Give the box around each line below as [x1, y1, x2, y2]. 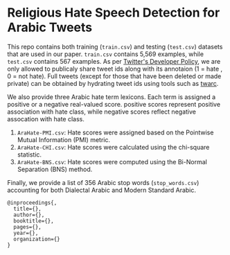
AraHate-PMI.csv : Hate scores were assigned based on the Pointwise [17, 128, 214, 137]
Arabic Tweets [7, 19, 92, 35]
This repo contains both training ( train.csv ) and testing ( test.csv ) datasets [7, 42, 223, 51]
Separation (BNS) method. [17, 165, 93, 173]
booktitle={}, [13, 217, 54, 225]
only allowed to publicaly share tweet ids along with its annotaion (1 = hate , [7, 64, 223, 73]
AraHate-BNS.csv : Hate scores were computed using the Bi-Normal [17, 157, 208, 166]
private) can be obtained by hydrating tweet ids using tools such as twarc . [7, 79, 219, 87]
